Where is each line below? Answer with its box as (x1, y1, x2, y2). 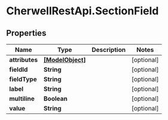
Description (91, 46, 126, 54)
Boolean (44, 94, 68, 103)
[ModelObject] (44, 56, 86, 64)
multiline (9, 94, 35, 103)
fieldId (9, 66, 28, 73)
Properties (6, 28, 47, 38)
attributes (9, 56, 38, 64)
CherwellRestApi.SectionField (6, 4, 159, 18)
